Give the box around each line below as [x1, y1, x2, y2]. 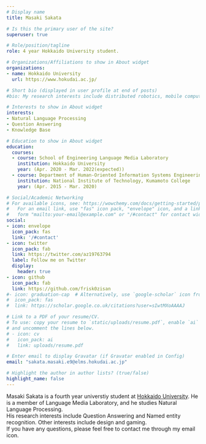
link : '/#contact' [12, 234, 59, 241]
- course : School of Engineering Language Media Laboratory [12, 155, 169, 161]
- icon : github [6, 274, 45, 280]
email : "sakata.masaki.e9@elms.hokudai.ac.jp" [6, 359, 128, 365]
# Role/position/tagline [6, 42, 70, 49]
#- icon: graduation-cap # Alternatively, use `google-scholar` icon [6, 292, 191, 298]
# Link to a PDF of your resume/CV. [6, 314, 100, 320]
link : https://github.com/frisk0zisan [12, 285, 112, 292]
